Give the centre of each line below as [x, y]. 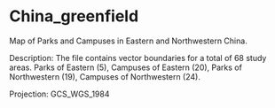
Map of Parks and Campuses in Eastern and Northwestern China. [129, 41]
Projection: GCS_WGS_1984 [59, 94]
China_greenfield [74, 16]
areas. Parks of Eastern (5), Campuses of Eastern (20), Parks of [126, 67]
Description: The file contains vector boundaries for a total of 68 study [138, 58]
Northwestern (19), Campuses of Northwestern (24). [105, 76]
